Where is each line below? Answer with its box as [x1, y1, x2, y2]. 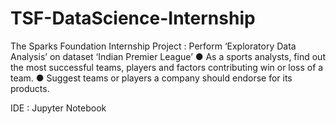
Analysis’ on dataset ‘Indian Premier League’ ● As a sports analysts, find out [10, 50, 326, 62]
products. [10, 82, 50, 94]
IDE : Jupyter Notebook [10, 102, 107, 114]
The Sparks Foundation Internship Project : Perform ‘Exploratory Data [10, 40, 297, 52]
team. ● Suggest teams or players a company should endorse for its [10, 72, 293, 84]
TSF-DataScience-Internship [10, 7, 256, 30]
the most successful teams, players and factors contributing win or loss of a [10, 61, 324, 73]
